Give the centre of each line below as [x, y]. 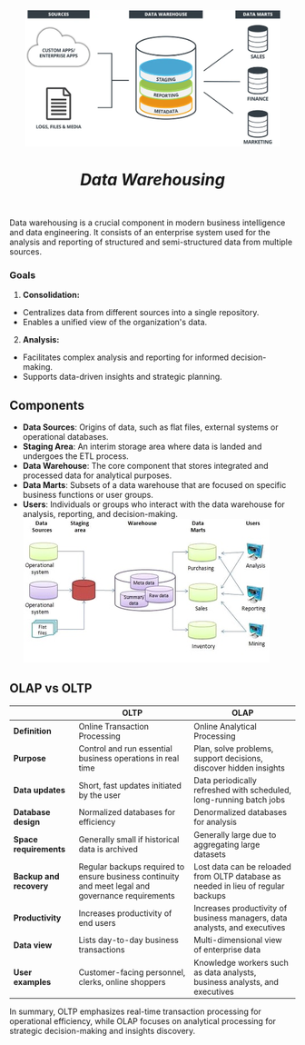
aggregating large [227, 844]
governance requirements [127, 895]
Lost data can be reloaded [243, 866]
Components [47, 405]
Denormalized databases [241, 812]
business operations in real [129, 758]
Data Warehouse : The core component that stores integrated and [145, 466]
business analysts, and [236, 981]
